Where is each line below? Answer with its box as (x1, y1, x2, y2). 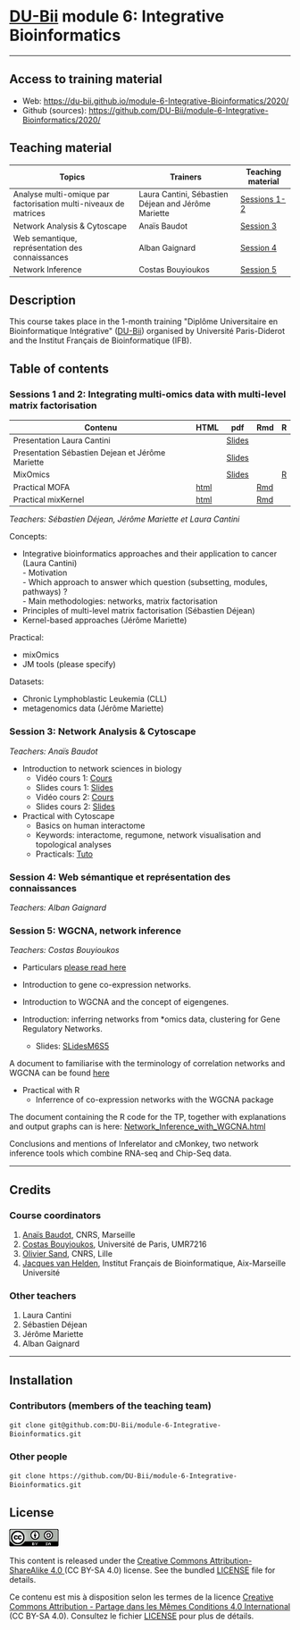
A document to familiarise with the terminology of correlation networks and (9, 1058, 286, 1069)
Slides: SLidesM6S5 (35, 1041, 110, 1051)
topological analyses (35, 839, 112, 849)
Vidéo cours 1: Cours (35, 773, 113, 783)
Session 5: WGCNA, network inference (9, 924, 181, 937)
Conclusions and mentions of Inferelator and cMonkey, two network (9, 1139, 259, 1149)
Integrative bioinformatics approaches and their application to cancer (21, 548, 278, 559)
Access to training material (9, 71, 162, 87)
